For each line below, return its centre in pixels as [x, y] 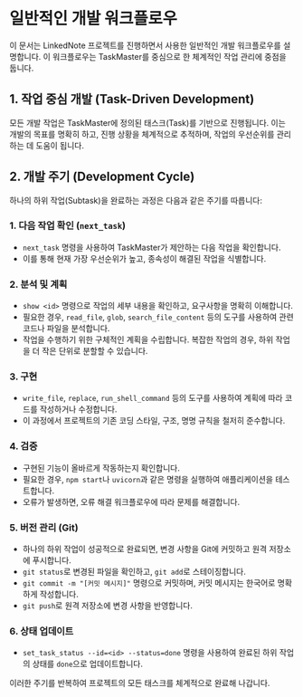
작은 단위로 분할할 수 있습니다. [95, 351]
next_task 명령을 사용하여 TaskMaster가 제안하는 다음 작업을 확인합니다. [151, 247]
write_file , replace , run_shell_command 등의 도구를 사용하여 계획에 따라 [152, 398]
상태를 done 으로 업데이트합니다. [87, 664]
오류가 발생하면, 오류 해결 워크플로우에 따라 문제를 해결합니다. [131, 501]
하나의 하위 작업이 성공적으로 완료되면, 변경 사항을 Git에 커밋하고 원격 [145, 549]
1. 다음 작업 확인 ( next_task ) [68, 225]
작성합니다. [59, 595]
